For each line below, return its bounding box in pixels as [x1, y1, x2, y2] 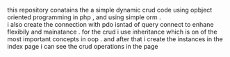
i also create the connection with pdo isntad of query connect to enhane [7, 21, 214, 28]
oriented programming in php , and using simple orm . [7, 13, 161, 21]
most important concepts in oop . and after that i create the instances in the [7, 35, 224, 43]
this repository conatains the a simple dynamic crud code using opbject [7, 6, 213, 14]
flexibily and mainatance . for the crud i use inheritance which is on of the [7, 27, 217, 36]
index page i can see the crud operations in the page [7, 43, 158, 50]
